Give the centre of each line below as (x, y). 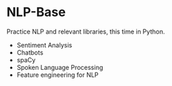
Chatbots (30, 52)
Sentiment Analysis (44, 45)
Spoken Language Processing (60, 67)
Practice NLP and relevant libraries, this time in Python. (86, 31)
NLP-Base (36, 12)
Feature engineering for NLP (58, 75)
